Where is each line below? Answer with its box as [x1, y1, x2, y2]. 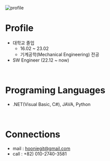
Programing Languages [5, 85, 105, 96]
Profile [5, 23, 34, 34]
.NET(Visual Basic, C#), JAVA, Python [12, 101, 91, 107]
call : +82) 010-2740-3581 [12, 150, 67, 156]
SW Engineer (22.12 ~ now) [12, 57, 70, 63]
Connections [5, 129, 61, 140]
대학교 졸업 [12, 39, 35, 45]
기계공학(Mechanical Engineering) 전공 [20, 51, 99, 58]
